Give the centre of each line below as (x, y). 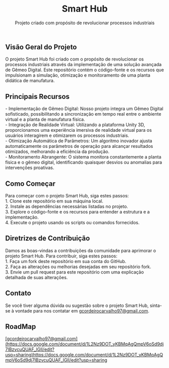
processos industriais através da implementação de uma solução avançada (83, 65)
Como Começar (30, 183)
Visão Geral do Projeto (41, 47)
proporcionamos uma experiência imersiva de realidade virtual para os (79, 130)
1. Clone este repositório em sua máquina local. (54, 201)
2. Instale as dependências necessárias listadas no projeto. (67, 206)
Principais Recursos (37, 96)
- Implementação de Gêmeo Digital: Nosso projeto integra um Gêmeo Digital (84, 109)
